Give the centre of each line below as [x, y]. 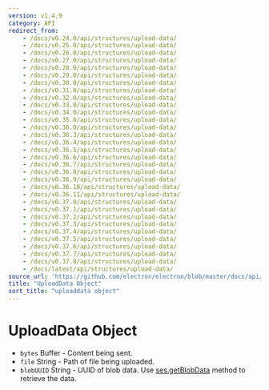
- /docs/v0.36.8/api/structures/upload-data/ [100, 172]
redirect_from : [34, 30]
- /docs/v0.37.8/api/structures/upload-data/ [100, 261]
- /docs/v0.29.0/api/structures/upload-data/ [100, 75]
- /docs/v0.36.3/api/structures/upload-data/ [100, 135]
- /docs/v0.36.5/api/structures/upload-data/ [100, 150]
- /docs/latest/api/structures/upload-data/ [98, 269]
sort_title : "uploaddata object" [64, 291]
